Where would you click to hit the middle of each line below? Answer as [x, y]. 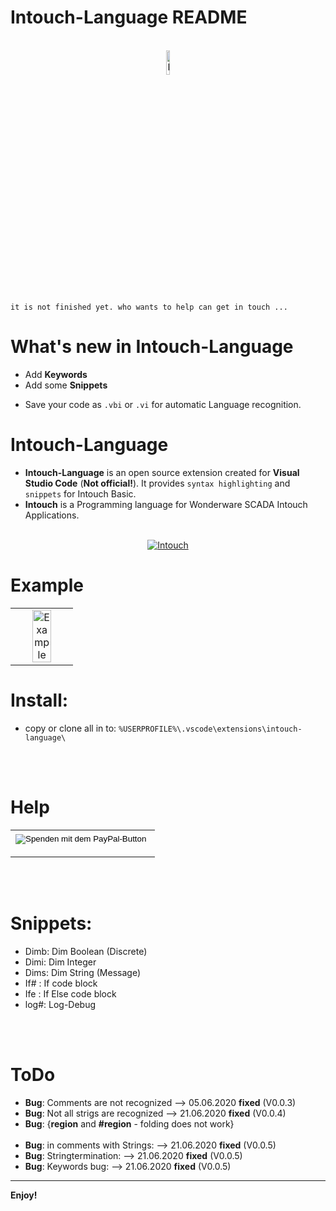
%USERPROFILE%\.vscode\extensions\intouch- [210, 729]
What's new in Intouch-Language [152, 347]
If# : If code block [61, 983]
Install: [39, 700]
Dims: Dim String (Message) [83, 972]
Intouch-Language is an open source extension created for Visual [162, 472]
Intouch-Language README [129, 17]
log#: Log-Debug [60, 1004]
